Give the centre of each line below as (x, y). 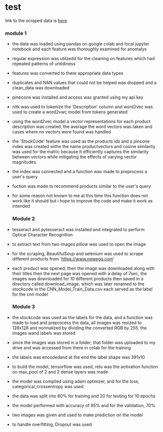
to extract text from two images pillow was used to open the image (79, 244)
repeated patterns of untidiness (44, 64)
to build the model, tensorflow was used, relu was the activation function (85, 367)
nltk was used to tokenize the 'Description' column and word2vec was (82, 107)
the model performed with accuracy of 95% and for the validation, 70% (84, 405)
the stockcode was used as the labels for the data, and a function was (82, 317)
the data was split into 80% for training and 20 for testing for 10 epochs (84, 396)
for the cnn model (30, 294)
